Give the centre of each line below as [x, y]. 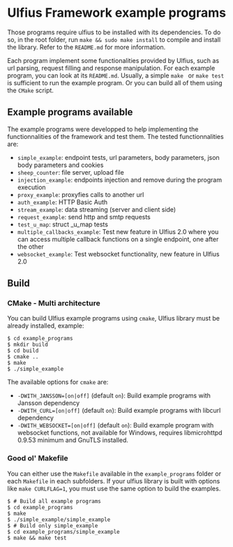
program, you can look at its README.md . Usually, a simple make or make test [116, 75]
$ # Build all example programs [54, 501]
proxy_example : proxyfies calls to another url [81, 194]
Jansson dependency [48, 403]
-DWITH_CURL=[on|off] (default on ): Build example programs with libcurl [119, 411]
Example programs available [70, 112]
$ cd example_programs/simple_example [63, 532]
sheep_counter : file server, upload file [70, 172]
